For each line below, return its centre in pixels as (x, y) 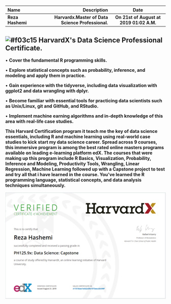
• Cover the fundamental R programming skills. (56, 60)
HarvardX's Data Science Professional (101, 40)
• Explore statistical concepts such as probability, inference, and (75, 70)
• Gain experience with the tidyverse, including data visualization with (81, 86)
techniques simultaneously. (35, 185)
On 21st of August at (138, 17)
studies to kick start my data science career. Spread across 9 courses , (81, 142)
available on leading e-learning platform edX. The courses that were (79, 153)
